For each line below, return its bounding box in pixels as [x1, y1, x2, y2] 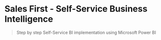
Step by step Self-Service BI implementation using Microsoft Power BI [16, 29, 156, 35]
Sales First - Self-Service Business [4, 3, 147, 14]
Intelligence [4, 13, 53, 25]
